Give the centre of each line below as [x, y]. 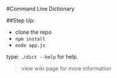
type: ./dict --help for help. [42, 57]
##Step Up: [21, 20]
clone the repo [33, 32]
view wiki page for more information [66, 68]
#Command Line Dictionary [40, 9]
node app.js [30, 45]
